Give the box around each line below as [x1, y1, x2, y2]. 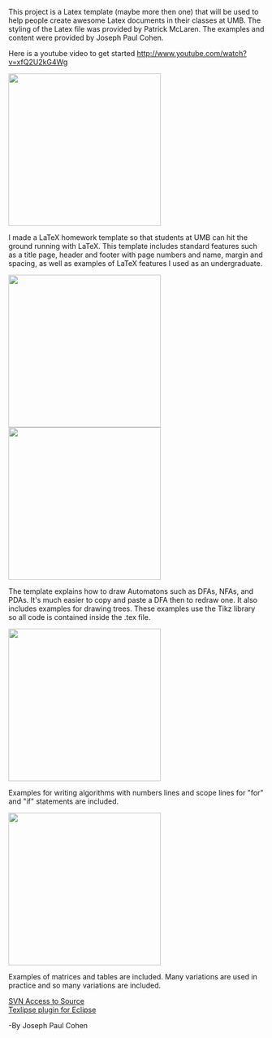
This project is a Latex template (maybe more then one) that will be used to [8, 7, 259, 16]
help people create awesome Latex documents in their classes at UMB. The [8, 15, 261, 25]
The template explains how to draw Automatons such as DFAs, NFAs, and [8, 587, 254, 596]
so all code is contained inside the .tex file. [8, 613, 151, 621]
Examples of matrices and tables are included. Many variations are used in [8, 972, 258, 981]
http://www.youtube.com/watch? [136, 49, 248, 58]
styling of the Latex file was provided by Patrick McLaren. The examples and [8, 24, 265, 33]
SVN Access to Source [8, 997, 85, 1005]
